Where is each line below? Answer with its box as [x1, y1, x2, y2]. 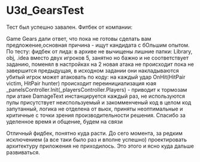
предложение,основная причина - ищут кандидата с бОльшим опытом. [6, 41, 190, 49]
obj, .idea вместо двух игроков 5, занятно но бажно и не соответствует [6, 54, 189, 61]
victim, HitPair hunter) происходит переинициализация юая [6, 79, 157, 87]
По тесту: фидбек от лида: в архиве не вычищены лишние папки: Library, [6, 47, 193, 55]
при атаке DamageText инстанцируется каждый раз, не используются [6, 92, 186, 100]
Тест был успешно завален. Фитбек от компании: [6, 23, 133, 31]
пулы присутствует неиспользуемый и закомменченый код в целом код [6, 98, 192, 106]
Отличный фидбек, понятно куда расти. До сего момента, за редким [6, 130, 183, 137]
